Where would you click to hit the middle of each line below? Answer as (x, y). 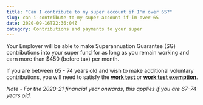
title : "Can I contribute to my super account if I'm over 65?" (89, 12)
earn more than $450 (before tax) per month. (63, 59)
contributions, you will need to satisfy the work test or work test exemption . (102, 77)
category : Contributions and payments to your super (74, 29)
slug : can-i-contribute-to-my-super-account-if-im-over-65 (83, 18)
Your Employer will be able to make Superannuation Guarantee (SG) (91, 46)
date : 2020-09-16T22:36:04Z (42, 23)
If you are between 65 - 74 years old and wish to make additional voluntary (100, 71)
